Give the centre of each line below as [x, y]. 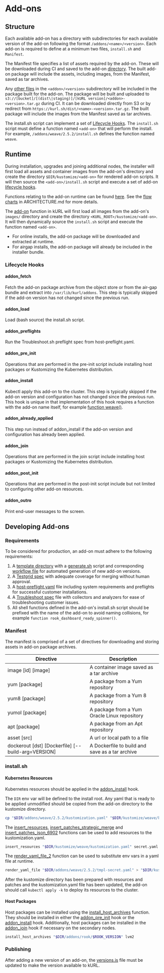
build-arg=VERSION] [32, 752]
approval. [22, 582]
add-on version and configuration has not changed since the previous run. [80, 397]
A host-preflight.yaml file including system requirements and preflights [83, 587]
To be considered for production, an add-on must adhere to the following [79, 551]
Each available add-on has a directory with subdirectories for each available [82, 38]
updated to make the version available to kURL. [52, 965]
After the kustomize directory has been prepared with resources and [74, 880]
